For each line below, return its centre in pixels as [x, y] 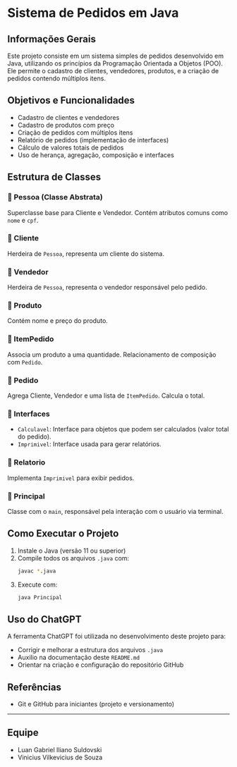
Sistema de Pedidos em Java [93, 13]
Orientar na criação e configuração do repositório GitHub [101, 665]
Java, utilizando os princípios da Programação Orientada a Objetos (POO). [115, 63]
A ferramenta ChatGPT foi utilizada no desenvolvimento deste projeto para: [116, 637]
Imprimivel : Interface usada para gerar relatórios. [89, 444]
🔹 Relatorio [26, 462]
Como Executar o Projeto [63, 534]
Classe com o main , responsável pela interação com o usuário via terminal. [115, 511]
